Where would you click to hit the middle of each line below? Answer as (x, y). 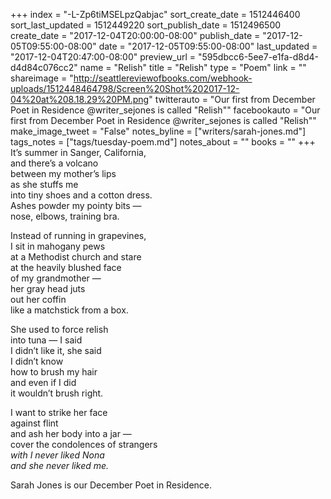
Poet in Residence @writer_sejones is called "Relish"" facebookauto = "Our (165, 110)
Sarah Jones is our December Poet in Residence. (111, 485)
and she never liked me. (60, 465)
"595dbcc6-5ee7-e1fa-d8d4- (259, 57)
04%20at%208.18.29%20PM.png (80, 99)
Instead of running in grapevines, (78, 235)
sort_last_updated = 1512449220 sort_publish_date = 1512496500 (146, 25)
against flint (34, 423)
